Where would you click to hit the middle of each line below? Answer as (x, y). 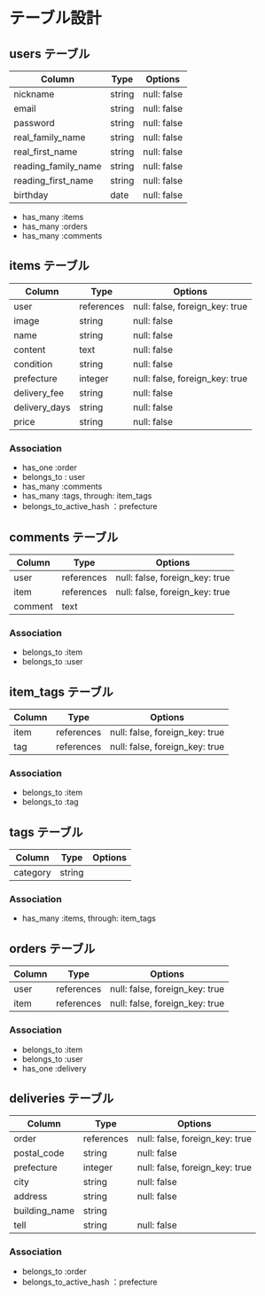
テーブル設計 (55, 18)
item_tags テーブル (61, 691)
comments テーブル (64, 537)
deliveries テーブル (62, 1098)
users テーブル (50, 54)
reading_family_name (58, 166)
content (30, 350)
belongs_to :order (54, 1271)
